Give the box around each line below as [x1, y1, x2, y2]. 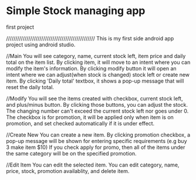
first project [6, 23, 34, 30]
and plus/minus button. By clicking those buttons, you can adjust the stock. [6, 101, 188, 108]
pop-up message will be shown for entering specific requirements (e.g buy [6, 137, 187, 144]
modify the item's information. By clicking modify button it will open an [6, 64, 177, 72]
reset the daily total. [6, 83, 55, 90]
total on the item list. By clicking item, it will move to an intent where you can [6, 59, 191, 66]
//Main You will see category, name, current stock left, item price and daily [6, 52, 186, 59]
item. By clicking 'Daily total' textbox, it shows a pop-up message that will [6, 77, 184, 84]
